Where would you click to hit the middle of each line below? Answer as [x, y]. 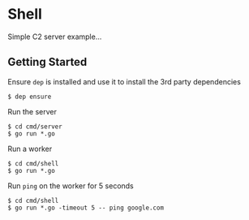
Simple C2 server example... [55, 37]
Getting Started [47, 62]
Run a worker [30, 149]
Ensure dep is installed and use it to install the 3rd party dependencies [124, 81]
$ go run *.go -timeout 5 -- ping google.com [86, 208]
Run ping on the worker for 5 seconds [71, 185]
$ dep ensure [30, 97]
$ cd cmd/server [35, 127]
